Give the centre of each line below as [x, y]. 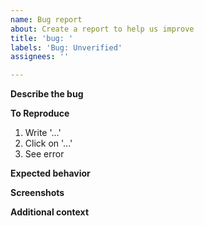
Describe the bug [47, 94]
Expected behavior [50, 173]
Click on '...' [48, 143]
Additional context [50, 212]
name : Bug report [46, 19]
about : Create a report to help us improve [102, 29]
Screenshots [37, 193]
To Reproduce [40, 113]
